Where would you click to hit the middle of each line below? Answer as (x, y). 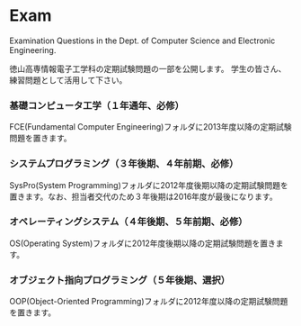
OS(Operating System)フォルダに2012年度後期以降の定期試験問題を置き (142, 243)
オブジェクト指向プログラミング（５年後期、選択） (120, 280)
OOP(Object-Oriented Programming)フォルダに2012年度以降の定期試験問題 (149, 302)
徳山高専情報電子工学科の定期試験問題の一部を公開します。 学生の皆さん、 (148, 68)
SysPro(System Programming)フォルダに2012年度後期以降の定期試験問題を (149, 185)
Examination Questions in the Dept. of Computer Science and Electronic (142, 41)
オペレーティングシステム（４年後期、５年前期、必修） (128, 222)
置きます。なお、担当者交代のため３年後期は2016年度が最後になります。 (143, 196)
